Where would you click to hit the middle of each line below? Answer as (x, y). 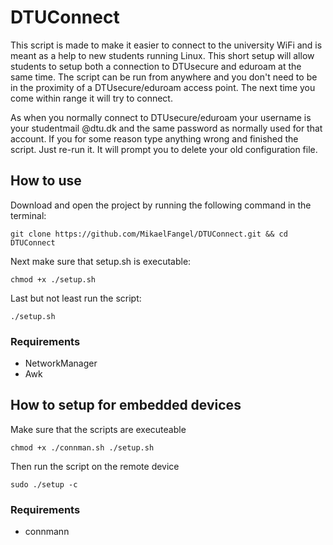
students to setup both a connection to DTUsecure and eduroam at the (156, 66)
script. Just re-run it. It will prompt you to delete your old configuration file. (164, 149)
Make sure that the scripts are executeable (98, 429)
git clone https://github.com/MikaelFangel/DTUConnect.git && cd (149, 234)
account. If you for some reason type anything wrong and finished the (154, 138)
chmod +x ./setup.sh (53, 279)
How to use (46, 181)
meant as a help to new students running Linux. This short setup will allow (162, 55)
